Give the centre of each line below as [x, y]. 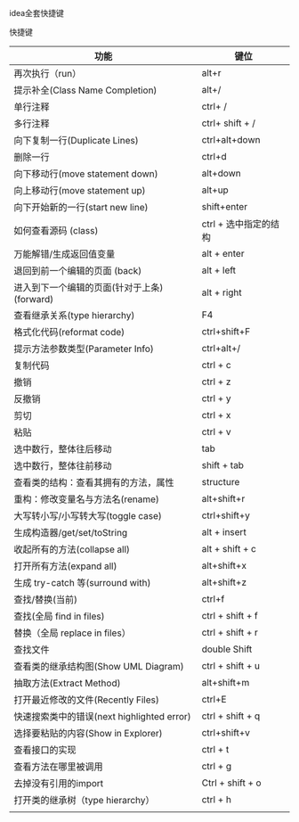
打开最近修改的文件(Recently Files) [87, 700]
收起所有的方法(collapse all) [72, 549]
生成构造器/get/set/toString [71, 533]
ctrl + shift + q [231, 716]
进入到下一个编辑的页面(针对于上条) [89, 288]
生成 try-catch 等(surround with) [82, 583]
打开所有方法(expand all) [65, 566]
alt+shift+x [224, 566]
